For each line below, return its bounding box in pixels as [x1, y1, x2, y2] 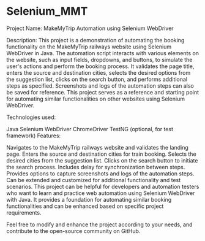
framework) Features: [6, 132, 61, 139]
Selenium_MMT [6, 4, 88, 18]
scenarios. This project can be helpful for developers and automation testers [6, 183, 199, 190]
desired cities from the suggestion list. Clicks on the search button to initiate [6, 156, 198, 164]
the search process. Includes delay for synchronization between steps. [6, 163, 185, 170]
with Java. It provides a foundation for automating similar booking [6, 196, 172, 203]
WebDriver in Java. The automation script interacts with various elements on [6, 49, 199, 56]
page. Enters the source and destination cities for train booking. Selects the [6, 150, 197, 158]
